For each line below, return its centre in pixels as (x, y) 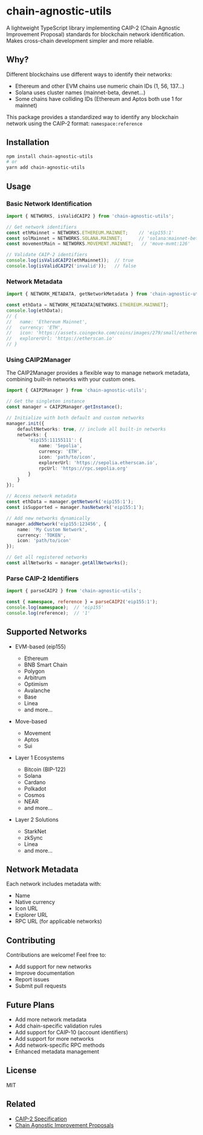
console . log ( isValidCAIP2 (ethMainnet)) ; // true (70, 260)
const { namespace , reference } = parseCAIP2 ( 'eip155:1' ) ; (82, 602)
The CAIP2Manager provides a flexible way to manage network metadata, (98, 373)
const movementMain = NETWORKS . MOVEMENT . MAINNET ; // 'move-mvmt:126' (98, 244)
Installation (28, 142)
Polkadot (35, 788)
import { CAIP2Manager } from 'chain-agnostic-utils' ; (77, 390)
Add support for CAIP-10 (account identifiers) (72, 1032)
